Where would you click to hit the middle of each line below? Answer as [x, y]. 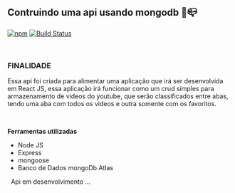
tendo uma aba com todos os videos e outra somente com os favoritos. [112, 104]
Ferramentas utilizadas [42, 132]
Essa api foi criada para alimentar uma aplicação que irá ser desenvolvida [115, 81]
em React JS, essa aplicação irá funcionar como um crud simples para [111, 89]
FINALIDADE [29, 66]
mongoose [33, 160]
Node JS [31, 145]
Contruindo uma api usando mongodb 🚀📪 [103, 12]
